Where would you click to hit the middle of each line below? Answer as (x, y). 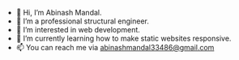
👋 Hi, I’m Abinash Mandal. (59, 13)
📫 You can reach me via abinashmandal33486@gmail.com (115, 47)
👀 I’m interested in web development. (78, 30)
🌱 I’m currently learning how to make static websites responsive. (124, 38)
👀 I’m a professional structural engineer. (83, 21)
